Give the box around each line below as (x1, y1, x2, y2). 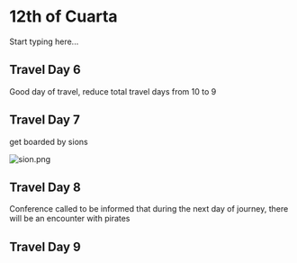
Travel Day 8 (9, 179, 81, 195)
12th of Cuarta (9, 6, 119, 27)
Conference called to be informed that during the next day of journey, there (9, 204, 289, 214)
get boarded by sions (9, 136, 88, 147)
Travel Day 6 (9, 62, 81, 77)
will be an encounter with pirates (9, 213, 130, 224)
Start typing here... (9, 36, 79, 47)
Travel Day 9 (9, 239, 81, 254)
